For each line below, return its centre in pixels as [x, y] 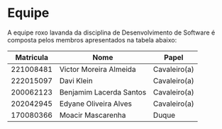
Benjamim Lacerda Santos [103, 92]
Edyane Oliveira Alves [96, 104]
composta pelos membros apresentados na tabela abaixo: [92, 39]
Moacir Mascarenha [93, 115]
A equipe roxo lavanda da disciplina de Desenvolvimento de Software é [111, 32]
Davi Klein [76, 80]
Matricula [32, 57]
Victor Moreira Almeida [98, 69]
